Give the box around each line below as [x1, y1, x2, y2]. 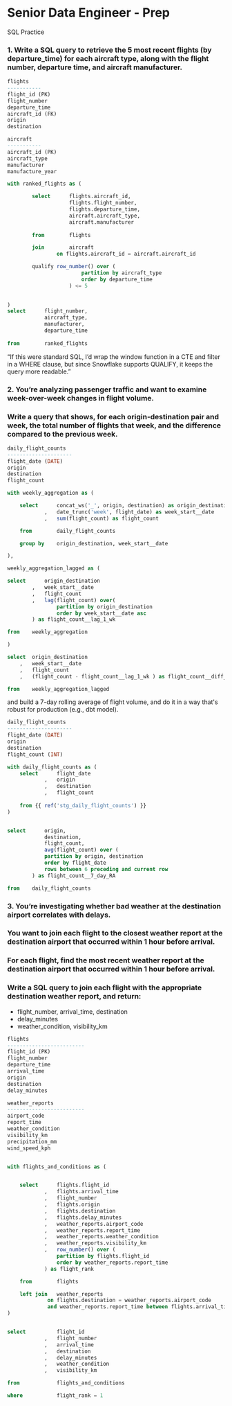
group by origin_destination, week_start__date [19, 540, 168, 547]
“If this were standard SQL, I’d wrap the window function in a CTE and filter [7, 352, 221, 361]
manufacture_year [7, 168, 57, 175]
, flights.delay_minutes [43, 1214, 122, 1221]
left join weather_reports [19, 1290, 104, 1297]
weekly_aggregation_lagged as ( [7, 565, 100, 572]
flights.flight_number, [68, 200, 137, 206]
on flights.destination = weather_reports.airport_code [47, 1297, 212, 1304]
